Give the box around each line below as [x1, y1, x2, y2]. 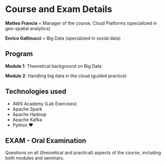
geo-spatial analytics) [5, 25, 50, 31]
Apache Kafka [12, 116, 42, 122]
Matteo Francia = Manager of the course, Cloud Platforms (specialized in [5, 20, 157, 26]
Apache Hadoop [12, 111, 47, 117]
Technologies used [5, 87, 66, 96]
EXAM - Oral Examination [5, 136, 87, 145]
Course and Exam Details [5, 4, 112, 15]
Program [5, 50, 33, 58]
